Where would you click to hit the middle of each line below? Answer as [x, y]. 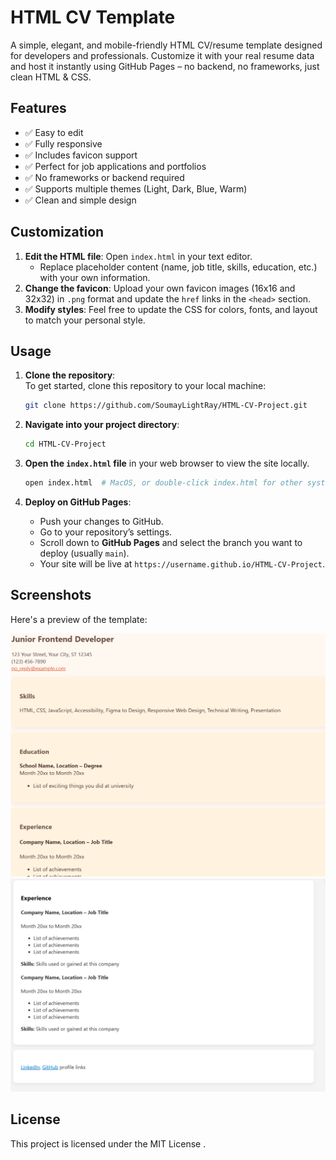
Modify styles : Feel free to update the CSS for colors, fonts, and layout [171, 309]
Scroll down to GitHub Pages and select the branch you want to [171, 542]
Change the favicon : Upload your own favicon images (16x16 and [160, 288]
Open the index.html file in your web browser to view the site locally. [167, 463]
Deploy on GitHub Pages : [78, 502]
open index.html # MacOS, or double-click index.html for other [163, 483]
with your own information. [95, 277]
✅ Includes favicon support [81, 155]
